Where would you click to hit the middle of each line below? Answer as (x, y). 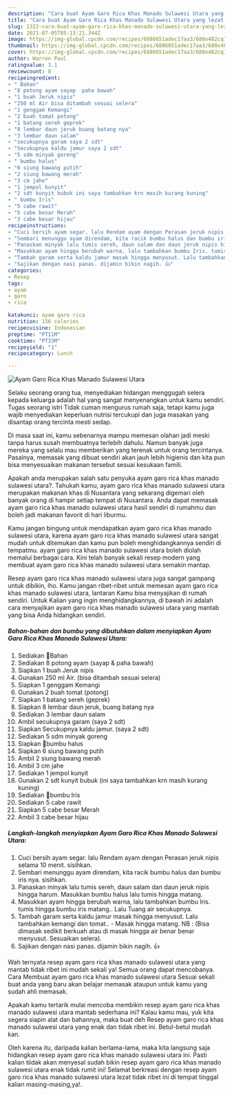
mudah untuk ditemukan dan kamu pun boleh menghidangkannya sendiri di (115, 543)
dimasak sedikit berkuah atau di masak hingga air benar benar (106, 931)
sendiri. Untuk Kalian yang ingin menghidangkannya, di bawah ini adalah (110, 600)
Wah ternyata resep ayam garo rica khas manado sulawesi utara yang (107, 962)
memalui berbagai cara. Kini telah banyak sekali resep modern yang (104, 558)
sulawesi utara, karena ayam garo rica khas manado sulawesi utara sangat (113, 535)
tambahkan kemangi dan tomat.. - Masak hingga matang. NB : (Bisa (113, 924)
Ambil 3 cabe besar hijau (53, 817)
